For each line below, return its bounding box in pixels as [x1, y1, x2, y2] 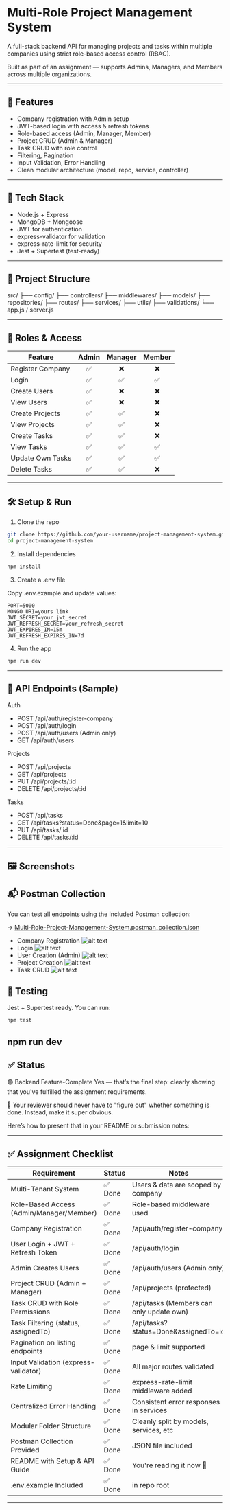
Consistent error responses [132, 1397, 220, 1407]
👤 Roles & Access [7, 332, 83, 344]
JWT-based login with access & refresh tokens [16, 122, 149, 130]
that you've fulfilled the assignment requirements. [7, 1088, 147, 1096]
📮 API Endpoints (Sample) [7, 683, 118, 694]
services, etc [132, 1426, 174, 1435]
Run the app [16, 644, 52, 652]
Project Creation [16, 958, 64, 966]
